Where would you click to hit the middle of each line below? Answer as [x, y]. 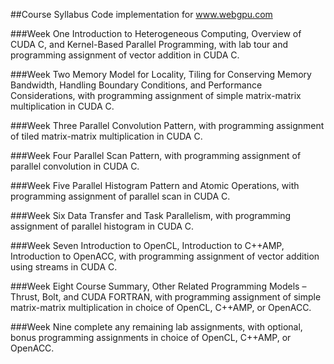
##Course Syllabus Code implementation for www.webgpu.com [141, 14]
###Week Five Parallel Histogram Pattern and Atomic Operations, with [155, 185]
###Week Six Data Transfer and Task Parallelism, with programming [151, 215]
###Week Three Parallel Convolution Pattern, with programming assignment [167, 125]
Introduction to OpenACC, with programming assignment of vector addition [165, 256]
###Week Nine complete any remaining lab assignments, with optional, [156, 327]
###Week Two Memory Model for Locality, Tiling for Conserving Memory [161, 74]
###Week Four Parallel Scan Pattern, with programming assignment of [156, 155]
